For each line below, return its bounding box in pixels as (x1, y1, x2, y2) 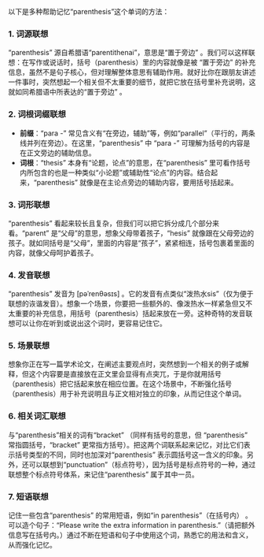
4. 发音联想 (8, 269, 50, 280)
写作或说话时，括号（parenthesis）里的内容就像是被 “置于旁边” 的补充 (28, 58, 256, 67)
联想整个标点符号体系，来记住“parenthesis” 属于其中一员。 (8, 470, 199, 479)
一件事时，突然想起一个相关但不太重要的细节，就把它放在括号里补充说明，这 (8, 77, 256, 87)
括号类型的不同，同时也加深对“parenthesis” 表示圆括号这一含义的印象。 (14, 450, 247, 459)
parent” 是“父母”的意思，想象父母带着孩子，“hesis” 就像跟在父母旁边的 (24, 228, 255, 238)
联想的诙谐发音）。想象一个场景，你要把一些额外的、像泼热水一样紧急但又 (8, 299, 246, 309)
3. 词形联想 (8, 199, 50, 210)
